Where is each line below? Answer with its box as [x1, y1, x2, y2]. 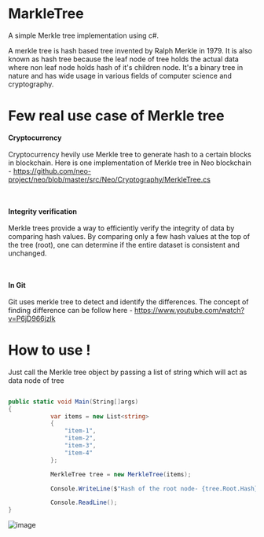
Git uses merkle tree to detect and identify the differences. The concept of [8, 296, 249, 307]
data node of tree [8, 375, 64, 385]
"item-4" [64, 449, 93, 457]
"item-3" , [64, 442, 97, 450]
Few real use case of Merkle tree [8, 107, 225, 125]
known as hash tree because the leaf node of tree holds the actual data [8, 54, 240, 64]
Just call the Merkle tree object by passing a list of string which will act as [8, 367, 247, 377]
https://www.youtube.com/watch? [134, 305, 245, 314]
